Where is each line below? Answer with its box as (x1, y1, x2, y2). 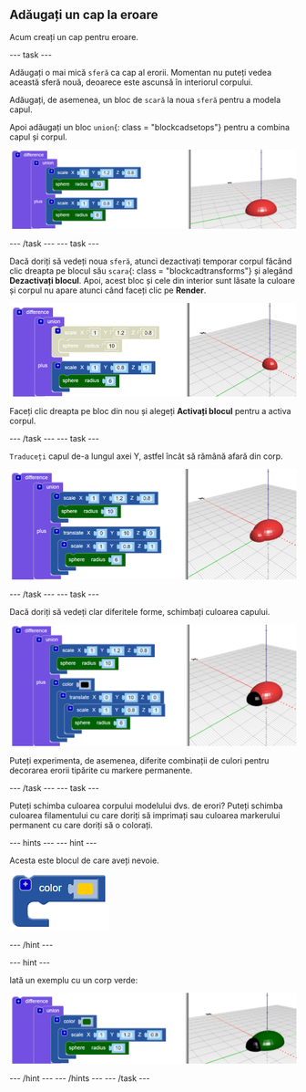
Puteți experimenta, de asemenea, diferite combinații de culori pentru (9, 754, 270, 765)
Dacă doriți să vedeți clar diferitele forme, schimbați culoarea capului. (9, 606, 270, 617)
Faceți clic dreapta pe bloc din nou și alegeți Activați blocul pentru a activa (9, 406, 291, 417)
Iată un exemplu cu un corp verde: (9, 974, 138, 985)
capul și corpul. (9, 131, 68, 142)
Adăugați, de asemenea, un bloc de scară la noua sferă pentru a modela (9, 94, 281, 105)
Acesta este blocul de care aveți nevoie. (9, 855, 159, 866)
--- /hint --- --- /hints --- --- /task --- (9, 1073, 150, 1084)
